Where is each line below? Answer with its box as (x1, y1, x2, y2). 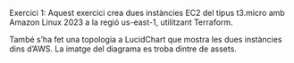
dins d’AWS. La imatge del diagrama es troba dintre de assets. (9, 43, 237, 54)
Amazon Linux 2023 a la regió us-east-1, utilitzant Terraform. (9, 17, 234, 28)
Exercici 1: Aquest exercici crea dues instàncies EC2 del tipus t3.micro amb (9, 8, 286, 18)
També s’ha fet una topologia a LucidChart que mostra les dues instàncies (9, 35, 283, 44)
